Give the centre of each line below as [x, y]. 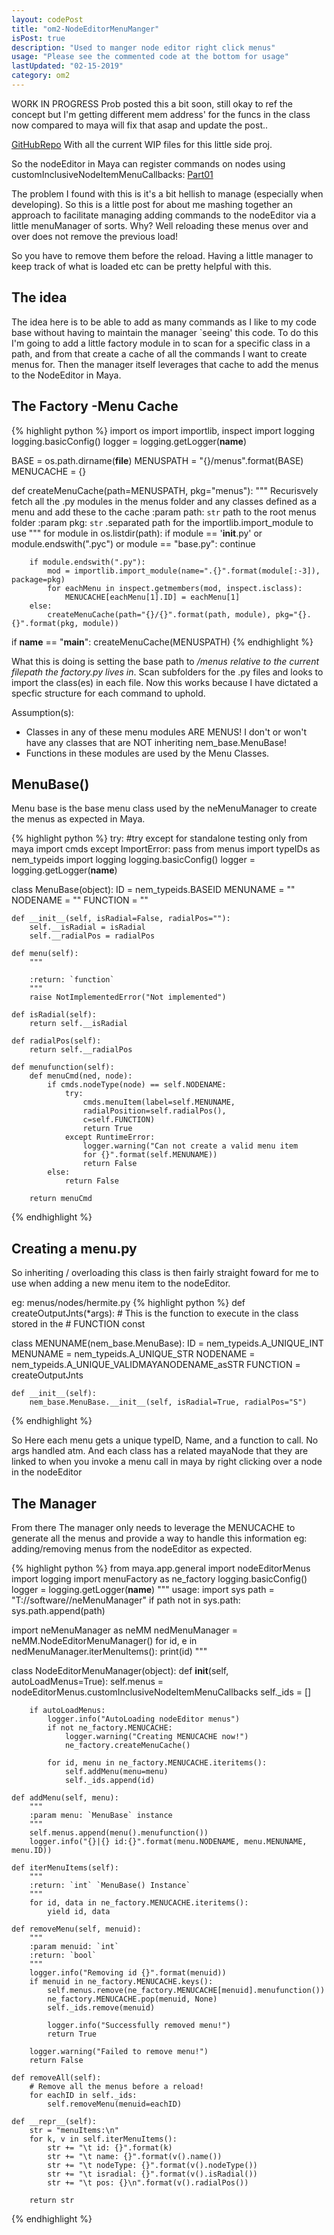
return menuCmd [61, 1199]
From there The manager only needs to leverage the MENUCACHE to [153, 1527]
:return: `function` [72, 980]
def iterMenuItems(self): [65, 1867]
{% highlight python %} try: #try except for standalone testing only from [159, 838]
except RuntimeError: [110, 1137]
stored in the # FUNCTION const [78, 1324]
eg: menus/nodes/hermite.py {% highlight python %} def [128, 1303]
